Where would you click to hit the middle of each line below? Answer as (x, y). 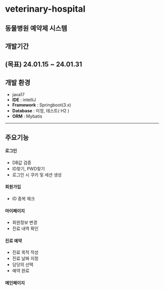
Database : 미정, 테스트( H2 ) (41, 111)
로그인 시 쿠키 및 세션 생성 (37, 175)
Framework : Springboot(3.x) (41, 105)
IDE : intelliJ (24, 100)
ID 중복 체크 (23, 198)
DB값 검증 (22, 163)
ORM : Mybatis (27, 116)
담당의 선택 (23, 265)
